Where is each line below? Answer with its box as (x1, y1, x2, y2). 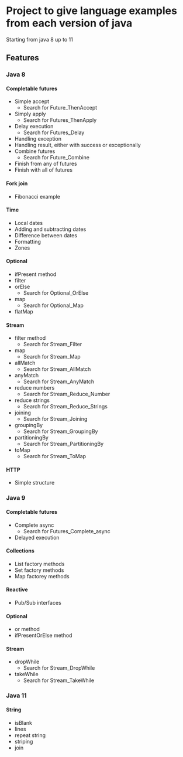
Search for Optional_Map (23, 302, 84, 309)
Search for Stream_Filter (23, 341, 82, 348)
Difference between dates (14, 231, 78, 238)
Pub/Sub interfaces (14, 599, 61, 606)
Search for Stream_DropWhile (23, 664, 95, 671)
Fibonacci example (14, 193, 60, 200)
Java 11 (6, 691, 27, 700)
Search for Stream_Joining (23, 415, 88, 422)
